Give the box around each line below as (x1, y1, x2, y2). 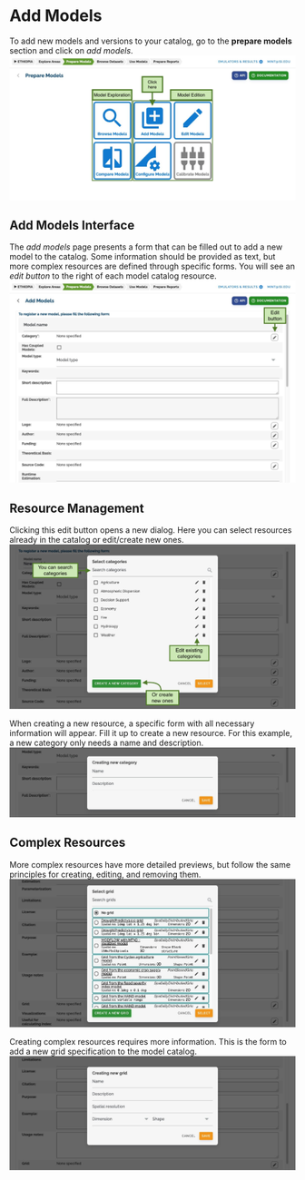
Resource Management (9, 500, 144, 516)
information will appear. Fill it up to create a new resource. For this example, (9, 728, 293, 739)
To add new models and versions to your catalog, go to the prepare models (9, 35, 292, 46)
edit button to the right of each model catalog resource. (9, 270, 217, 281)
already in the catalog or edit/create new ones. (9, 534, 184, 545)
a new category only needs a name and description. (9, 737, 204, 749)
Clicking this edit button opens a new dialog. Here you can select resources (9, 524, 292, 536)
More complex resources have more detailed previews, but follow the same (9, 859, 291, 870)
